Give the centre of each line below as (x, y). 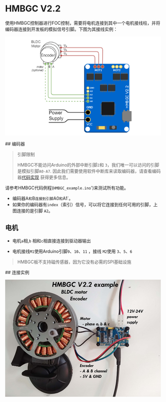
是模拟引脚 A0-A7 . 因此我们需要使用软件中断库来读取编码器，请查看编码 (89, 171)
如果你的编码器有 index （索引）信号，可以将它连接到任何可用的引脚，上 (85, 204)
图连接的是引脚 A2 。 (33, 211)
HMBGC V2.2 (33, 9)
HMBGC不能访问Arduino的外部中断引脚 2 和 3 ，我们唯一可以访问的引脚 (88, 165)
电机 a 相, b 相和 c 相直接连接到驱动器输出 (52, 240)
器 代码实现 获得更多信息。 (44, 177)
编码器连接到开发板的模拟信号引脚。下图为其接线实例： (61, 29)
